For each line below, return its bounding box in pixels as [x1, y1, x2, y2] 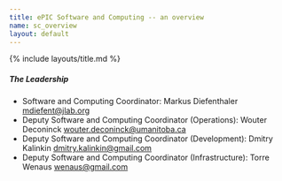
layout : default [9, 29, 69, 38]
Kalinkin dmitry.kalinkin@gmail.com [21, 143, 153, 154]
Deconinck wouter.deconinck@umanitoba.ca [21, 124, 186, 135]
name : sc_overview [9, 21, 77, 30]
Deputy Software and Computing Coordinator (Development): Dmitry [21, 133, 273, 144]
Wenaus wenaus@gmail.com [21, 162, 129, 172]
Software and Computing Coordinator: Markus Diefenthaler [21, 96, 239, 107]
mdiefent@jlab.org [21, 105, 90, 116]
